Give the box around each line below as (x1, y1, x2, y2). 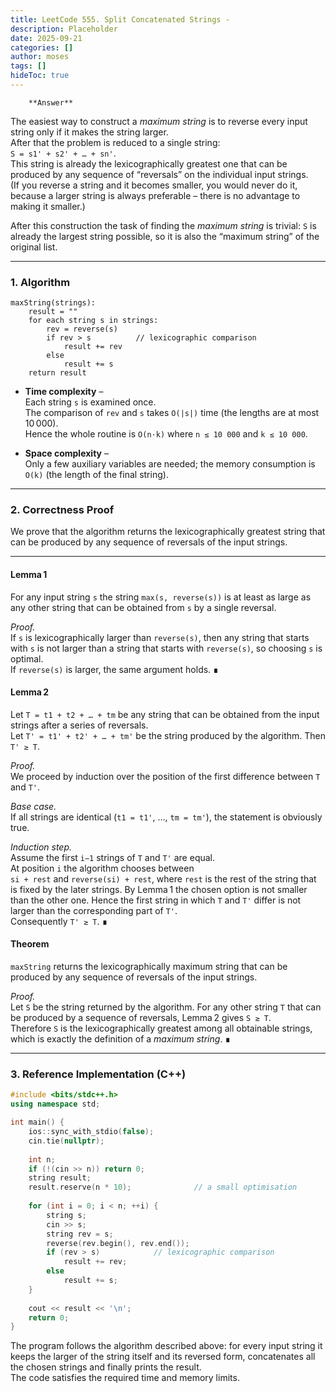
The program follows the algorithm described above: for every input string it (10, 1340, 323, 1352)
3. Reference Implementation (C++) (10, 1067, 187, 1081)
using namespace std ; (10, 1099, 101, 1110)
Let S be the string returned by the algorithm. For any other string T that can (10, 1001, 322, 1013)
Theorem (10, 938, 50, 950)
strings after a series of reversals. (10, 719, 149, 731)
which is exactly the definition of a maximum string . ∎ (10, 1033, 232, 1045)
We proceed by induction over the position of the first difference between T (10, 770, 321, 782)
